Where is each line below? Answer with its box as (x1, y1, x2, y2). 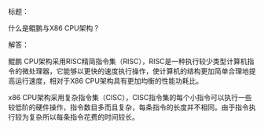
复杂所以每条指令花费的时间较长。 (28, 113, 139, 121)
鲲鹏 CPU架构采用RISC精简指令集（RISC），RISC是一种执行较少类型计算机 (8, 57, 247, 66)
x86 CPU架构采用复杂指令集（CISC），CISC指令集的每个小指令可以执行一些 (8, 93, 252, 102)
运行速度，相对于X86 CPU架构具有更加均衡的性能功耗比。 (14, 77, 203, 85)
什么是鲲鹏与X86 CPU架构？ (8, 23, 101, 33)
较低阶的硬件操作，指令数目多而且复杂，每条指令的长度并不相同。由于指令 (8, 102, 249, 112)
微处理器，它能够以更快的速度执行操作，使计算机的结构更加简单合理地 (21, 66, 249, 76)
